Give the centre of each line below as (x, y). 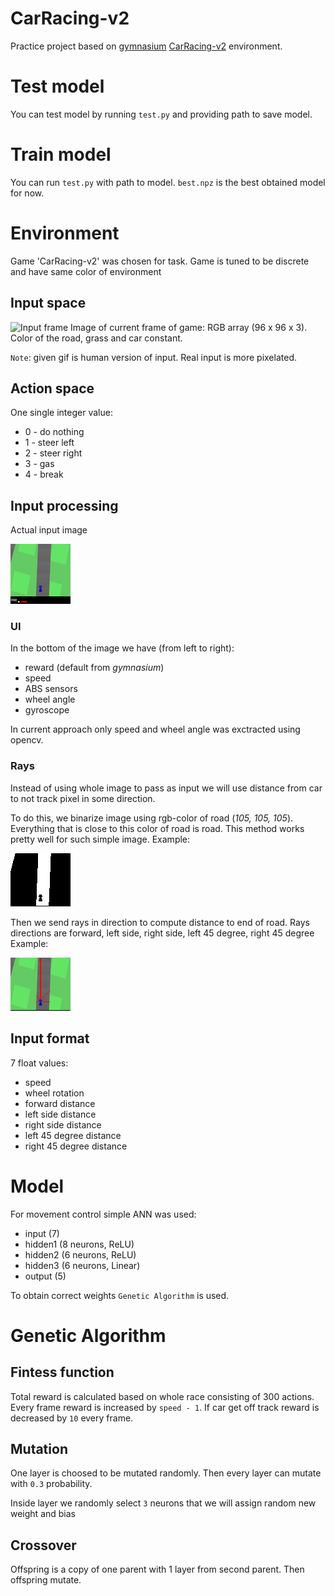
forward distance (60, 1103)
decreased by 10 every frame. (72, 1418)
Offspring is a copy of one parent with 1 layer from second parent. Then (157, 1569)
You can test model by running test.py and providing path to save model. (161, 114)
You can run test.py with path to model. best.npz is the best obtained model (168, 182)
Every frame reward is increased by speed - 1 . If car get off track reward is (165, 1407)
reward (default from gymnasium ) (94, 668)
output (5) (45, 1276)
